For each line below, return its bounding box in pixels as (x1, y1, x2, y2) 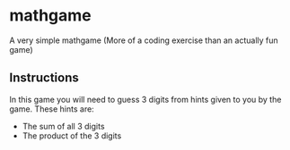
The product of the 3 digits (22, 130, 122, 141)
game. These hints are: (9, 104, 94, 114)
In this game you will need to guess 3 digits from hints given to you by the (9, 94, 282, 104)
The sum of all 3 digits (22, 121, 105, 131)
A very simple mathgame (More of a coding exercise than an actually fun (9, 35, 278, 46)
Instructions (9, 71, 79, 86)
